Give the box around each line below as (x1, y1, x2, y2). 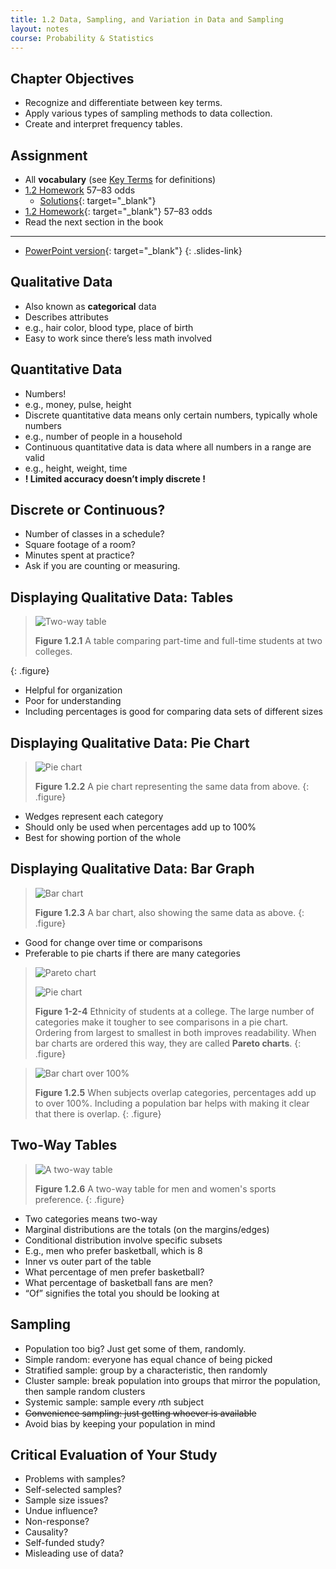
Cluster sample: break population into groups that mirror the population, (24, 1374, 321, 1386)
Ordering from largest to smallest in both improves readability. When (34, 1026, 317, 1038)
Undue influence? (24, 1505, 98, 1517)
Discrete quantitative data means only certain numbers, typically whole (24, 409, 318, 421)
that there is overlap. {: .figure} (34, 1107, 162, 1120)
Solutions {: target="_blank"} (39, 195, 157, 206)
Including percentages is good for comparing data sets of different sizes (24, 706, 323, 718)
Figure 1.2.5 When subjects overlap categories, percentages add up (34, 1086, 317, 1098)
